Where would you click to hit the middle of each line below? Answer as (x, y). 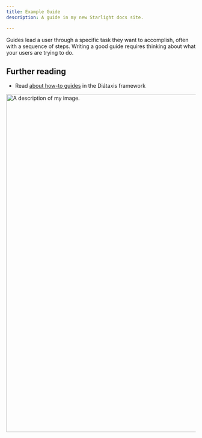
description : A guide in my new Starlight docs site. (75, 17)
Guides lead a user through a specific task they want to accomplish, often (97, 40)
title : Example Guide (33, 12)
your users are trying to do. (40, 52)
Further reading (36, 71)
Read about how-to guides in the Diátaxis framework (80, 86)
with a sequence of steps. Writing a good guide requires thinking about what (101, 46)
